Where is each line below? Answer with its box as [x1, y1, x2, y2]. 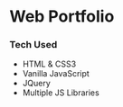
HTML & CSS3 [22, 58, 77, 69]
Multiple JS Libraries [22, 87, 99, 98]
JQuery [22, 78, 52, 89]
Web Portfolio [9, 6, 115, 27]
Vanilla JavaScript [22, 68, 90, 79]
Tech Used [9, 39, 58, 51]
